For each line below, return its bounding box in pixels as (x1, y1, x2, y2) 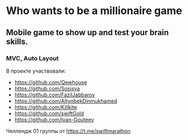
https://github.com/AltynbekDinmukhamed (14, 97, 118, 104)
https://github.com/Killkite (14, 104, 78, 111)
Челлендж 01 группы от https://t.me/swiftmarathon (6, 127, 131, 134)
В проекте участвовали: (6, 67, 66, 74)
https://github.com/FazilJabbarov (14, 91, 95, 98)
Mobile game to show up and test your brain (6, 28, 169, 37)
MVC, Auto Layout (6, 54, 60, 62)
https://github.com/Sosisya (14, 85, 80, 92)
